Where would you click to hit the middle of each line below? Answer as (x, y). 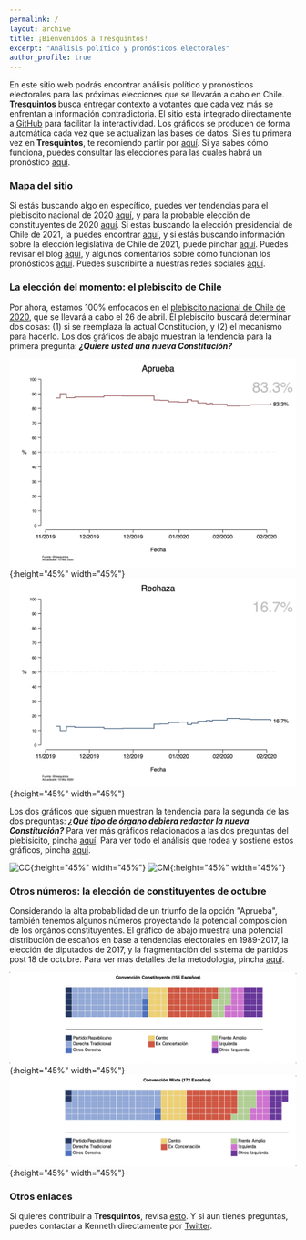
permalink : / (34, 19)
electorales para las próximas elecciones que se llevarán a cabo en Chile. (147, 95)
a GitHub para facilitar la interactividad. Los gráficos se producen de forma (150, 124)
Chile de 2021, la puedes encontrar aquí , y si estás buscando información (147, 235)
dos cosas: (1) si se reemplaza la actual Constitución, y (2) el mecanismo (146, 326)
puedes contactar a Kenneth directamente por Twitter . (111, 1225)
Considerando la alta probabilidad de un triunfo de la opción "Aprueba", (143, 911)
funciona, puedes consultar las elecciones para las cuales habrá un (136, 153)
